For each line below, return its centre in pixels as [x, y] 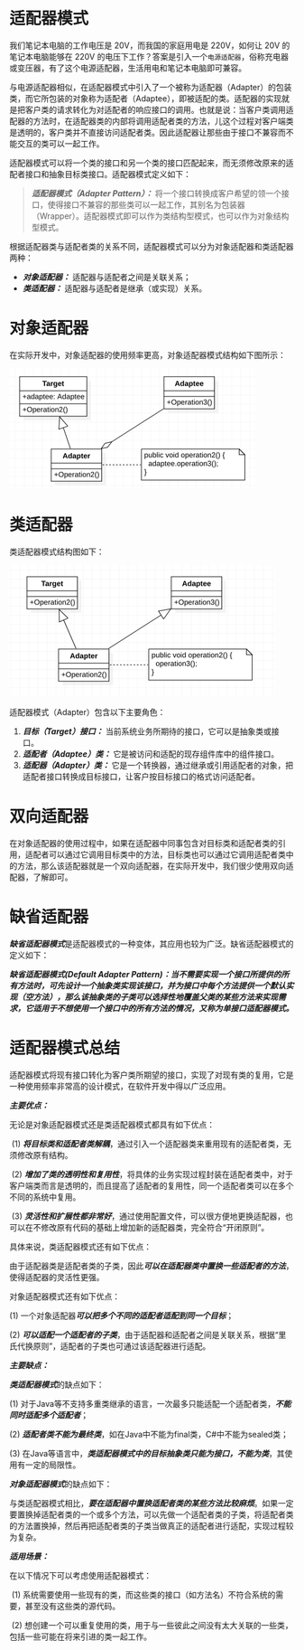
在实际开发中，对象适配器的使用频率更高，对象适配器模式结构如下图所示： [147, 354]
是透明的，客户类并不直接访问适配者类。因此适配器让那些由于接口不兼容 [143, 132]
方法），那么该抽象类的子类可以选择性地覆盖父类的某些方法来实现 [155, 996]
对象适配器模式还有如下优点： [64, 1296]
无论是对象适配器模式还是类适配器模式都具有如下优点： [112, 1124]
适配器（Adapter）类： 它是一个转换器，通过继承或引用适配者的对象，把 [158, 765]
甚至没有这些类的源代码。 [72, 1606]
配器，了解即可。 [41, 877]
